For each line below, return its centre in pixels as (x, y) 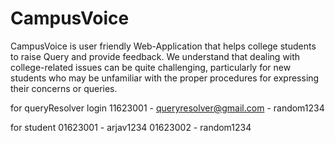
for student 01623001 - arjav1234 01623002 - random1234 (131, 127)
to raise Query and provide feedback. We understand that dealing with (155, 56)
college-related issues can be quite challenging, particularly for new (151, 67)
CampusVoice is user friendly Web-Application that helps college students (163, 46)
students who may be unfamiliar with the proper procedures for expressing (165, 78)
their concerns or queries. (64, 88)
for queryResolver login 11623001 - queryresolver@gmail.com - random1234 (167, 108)
